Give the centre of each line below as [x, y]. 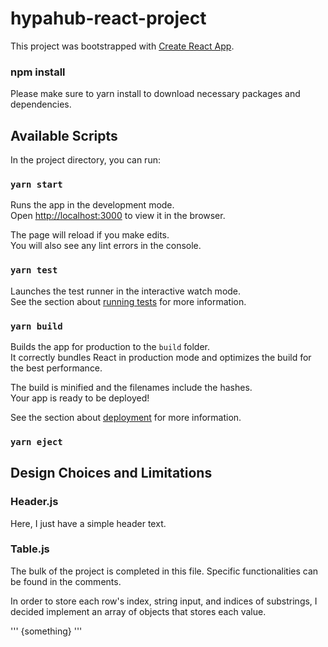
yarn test [34, 270]
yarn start [36, 184]
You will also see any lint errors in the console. [106, 246]
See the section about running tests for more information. [128, 301]
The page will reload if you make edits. [90, 235]
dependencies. [41, 104]
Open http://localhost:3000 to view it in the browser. [118, 216]
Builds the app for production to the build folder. [110, 346]
